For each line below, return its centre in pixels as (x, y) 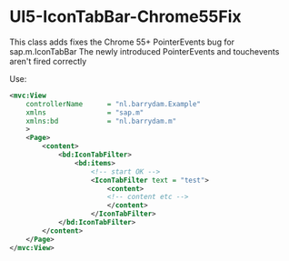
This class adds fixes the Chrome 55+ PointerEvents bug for (122, 42)
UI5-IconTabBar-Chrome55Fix (125, 17)
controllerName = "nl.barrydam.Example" (114, 104)
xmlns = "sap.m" (85, 112)
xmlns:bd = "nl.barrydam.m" (101, 121)
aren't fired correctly (48, 61)
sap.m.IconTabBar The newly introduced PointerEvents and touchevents (144, 51)
